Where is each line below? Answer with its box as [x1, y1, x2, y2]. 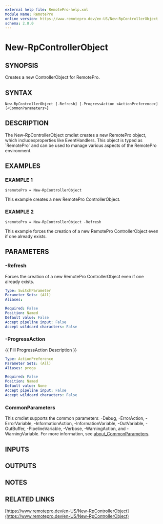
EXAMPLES [5, 162, 41, 170]
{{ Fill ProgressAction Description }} [5, 347, 77, 353]
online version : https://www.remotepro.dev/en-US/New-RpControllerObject [5, 16, 159, 21]
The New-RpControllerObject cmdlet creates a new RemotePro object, [5, 132, 146, 138]
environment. [5, 147, 32, 153]
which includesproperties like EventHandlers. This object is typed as [5, 137, 143, 143]
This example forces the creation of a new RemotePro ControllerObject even [5, 228, 159, 234]
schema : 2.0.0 [5, 21, 34, 26]
